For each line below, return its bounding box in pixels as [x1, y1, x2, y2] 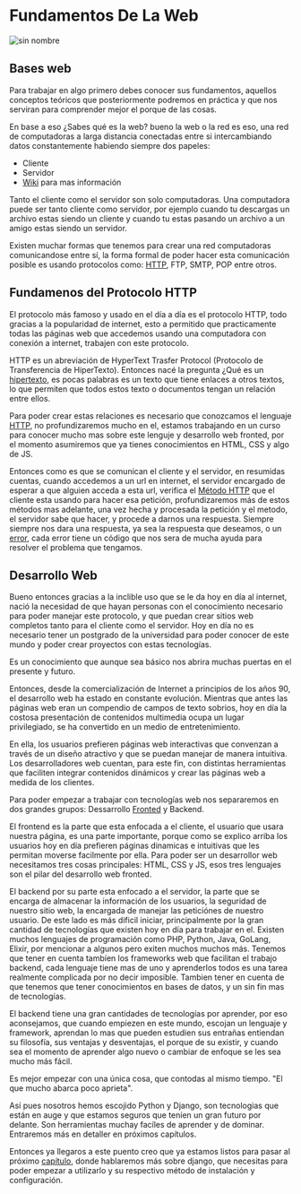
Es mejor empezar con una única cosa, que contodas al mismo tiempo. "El [9, 1073, 284, 1085]
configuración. [9, 1175, 64, 1186]
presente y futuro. [9, 666, 76, 677]
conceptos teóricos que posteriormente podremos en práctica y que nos [9, 94, 278, 105]
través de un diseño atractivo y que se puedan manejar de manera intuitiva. [9, 748, 288, 759]
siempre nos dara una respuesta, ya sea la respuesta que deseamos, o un [9, 523, 282, 533]
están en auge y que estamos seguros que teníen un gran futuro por [9, 1110, 262, 1120]
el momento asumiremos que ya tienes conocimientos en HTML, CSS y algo [9, 438, 289, 449]
